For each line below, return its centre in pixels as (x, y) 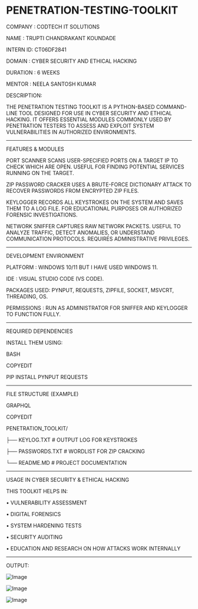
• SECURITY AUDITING (34, 537)
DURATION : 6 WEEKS (33, 72)
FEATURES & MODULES (35, 149)
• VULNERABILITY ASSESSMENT (47, 503)
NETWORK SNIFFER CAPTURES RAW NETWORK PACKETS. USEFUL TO (93, 226)
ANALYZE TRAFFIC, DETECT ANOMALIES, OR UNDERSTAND (80, 232)
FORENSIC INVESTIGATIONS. (42, 215)
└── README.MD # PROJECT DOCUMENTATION (67, 462)
